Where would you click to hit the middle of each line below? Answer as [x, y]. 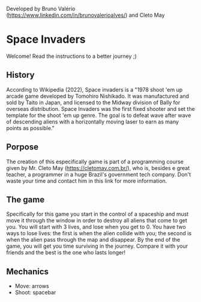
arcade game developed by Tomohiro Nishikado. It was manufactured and [98, 96]
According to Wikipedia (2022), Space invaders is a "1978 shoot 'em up [94, 89]
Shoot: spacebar [35, 292]
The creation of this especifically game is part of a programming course [95, 162]
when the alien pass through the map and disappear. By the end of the [93, 240]
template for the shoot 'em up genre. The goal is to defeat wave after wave [99, 115]
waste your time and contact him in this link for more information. [87, 181]
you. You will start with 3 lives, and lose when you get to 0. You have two [96, 227]
